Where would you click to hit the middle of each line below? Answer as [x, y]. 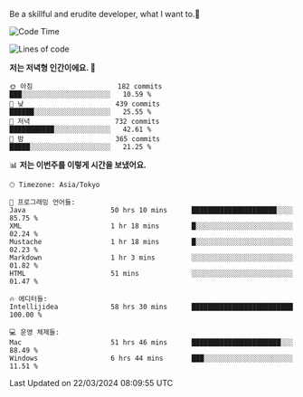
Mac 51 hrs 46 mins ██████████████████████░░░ [151, 343]
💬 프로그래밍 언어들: [43, 203]
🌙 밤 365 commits [85, 139]
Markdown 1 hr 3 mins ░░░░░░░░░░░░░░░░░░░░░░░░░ [151, 258]
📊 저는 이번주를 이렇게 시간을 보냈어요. [78, 165]
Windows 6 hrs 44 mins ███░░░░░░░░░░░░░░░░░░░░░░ [151, 358]
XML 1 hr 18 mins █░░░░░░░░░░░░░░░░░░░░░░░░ [151, 226]
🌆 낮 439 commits [85, 104]
